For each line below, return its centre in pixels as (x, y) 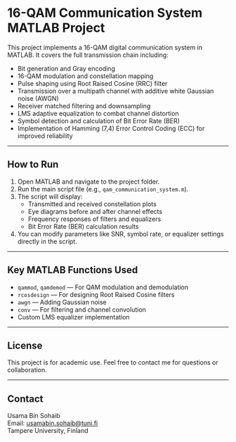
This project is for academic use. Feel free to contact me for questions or (113, 362)
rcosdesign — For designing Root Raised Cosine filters (96, 294)
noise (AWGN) (38, 98)
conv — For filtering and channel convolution (81, 309)
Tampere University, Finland (48, 431)
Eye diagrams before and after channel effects (95, 211)
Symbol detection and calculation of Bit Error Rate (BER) (99, 120)
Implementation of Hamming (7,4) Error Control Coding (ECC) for (111, 128)
